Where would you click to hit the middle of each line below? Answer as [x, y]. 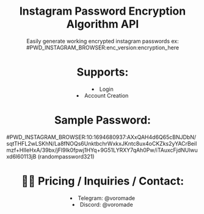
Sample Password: [103, 120]
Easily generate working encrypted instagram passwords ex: [103, 41]
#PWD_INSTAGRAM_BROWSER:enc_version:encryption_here [103, 48]
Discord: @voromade [106, 204]
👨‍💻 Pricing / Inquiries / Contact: [103, 181]
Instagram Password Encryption [103, 11]
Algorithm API [103, 24]
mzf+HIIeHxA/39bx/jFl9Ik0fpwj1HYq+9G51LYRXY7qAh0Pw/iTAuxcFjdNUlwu [102, 150]
